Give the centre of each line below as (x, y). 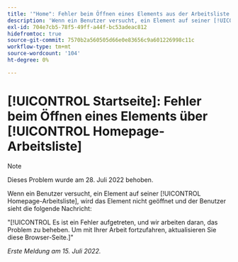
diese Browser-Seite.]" (40, 237)
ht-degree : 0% (28, 60)
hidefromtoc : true (34, 34)
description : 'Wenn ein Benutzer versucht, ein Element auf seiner (109, 21)
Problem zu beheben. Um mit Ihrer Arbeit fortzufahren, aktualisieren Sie (112, 229)
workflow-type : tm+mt (39, 47)
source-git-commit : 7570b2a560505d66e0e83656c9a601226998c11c (101, 40)
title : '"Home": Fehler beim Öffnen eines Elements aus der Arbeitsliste (119, 14)
